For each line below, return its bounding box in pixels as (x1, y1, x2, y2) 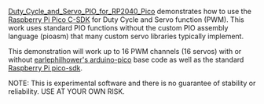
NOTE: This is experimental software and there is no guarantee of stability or (8, 78, 256, 88)
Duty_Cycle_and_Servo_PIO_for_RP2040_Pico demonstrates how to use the (8, 7, 251, 16)
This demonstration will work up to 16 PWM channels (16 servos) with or (8, 47, 242, 56)
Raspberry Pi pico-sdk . (8, 63, 83, 73)
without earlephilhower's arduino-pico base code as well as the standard (8, 55, 244, 64)
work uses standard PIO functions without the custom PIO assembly (8, 23, 229, 32)
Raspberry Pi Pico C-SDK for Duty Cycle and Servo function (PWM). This (8, 15, 245, 24)
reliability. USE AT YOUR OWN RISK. (8, 87, 126, 96)
